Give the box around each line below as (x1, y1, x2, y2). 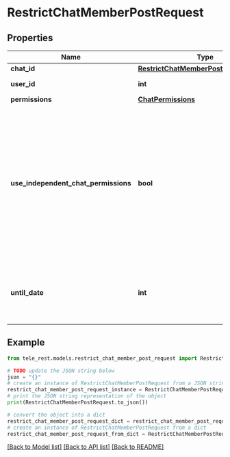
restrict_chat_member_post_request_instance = (7, 387, 142, 393)
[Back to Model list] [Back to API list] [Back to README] (7, 443, 164, 451)
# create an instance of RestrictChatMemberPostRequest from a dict (7, 424, 207, 431)
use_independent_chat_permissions (10, 179, 131, 187)
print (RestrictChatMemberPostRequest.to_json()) (7, 399, 149, 406)
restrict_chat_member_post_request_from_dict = (7, 430, 146, 437)
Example (7, 337, 45, 348)
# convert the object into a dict (7, 411, 106, 418)
